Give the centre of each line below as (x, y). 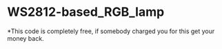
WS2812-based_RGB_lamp (86, 12)
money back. (26, 38)
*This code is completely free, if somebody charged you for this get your (111, 31)
